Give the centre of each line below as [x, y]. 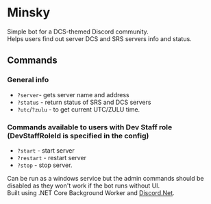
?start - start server [46, 150]
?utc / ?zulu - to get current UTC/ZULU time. [78, 109]
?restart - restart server [52, 157]
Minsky [29, 13]
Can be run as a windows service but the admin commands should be [105, 178]
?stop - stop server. [45, 165]
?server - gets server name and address [73, 94]
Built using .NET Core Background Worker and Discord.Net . [91, 192]
